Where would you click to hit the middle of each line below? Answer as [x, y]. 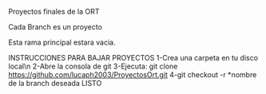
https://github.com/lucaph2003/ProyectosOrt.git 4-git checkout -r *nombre [133, 74]
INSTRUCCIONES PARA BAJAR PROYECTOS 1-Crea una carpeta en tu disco [133, 58]
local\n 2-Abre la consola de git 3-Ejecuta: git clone [93, 66]
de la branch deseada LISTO [55, 83]
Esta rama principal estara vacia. [62, 42]
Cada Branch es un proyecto [55, 27]
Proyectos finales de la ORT [54, 12]
